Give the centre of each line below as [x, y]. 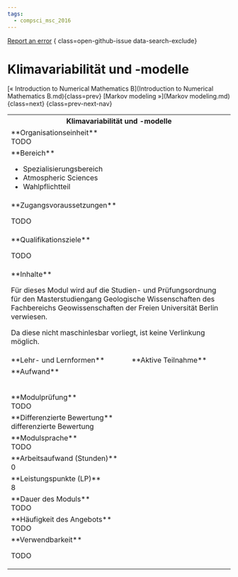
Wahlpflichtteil [47, 187]
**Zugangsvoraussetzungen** [64, 205]
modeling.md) [210, 96]
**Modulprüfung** [44, 397]
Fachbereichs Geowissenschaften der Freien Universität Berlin [114, 308]
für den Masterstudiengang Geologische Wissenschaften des [113, 299]
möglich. [25, 342]
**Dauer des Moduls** [51, 499]
